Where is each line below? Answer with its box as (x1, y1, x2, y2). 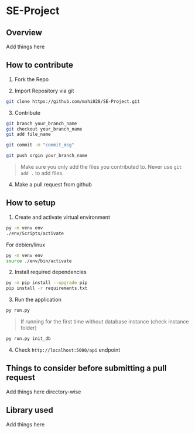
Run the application (14, 296, 61, 303)
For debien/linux (6, 241, 46, 248)
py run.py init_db (6, 336, 51, 342)
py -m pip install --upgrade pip (6, 280, 88, 286)
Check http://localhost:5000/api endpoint (14, 346, 121, 353)
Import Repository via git (14, 87, 74, 94)
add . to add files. (20, 169, 64, 177)
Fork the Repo (14, 75, 49, 83)
